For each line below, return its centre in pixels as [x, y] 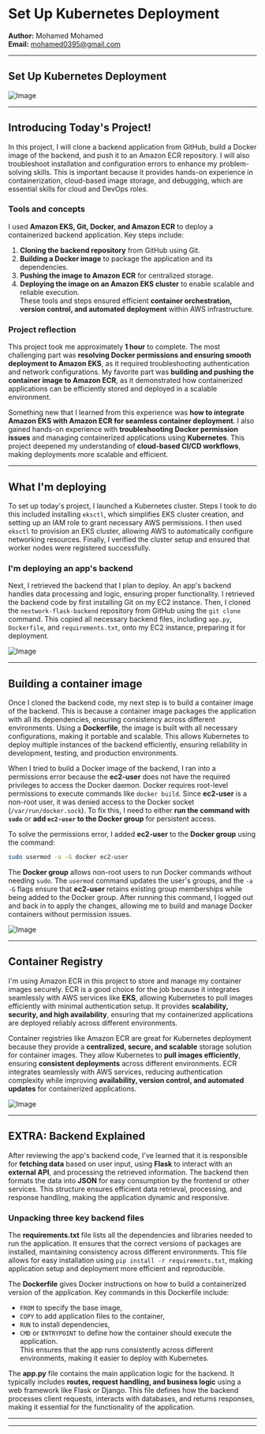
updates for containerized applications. [72, 1088]
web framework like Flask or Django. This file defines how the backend [123, 1390]
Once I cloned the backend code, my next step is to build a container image [131, 703]
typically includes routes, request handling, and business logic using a [125, 1382]
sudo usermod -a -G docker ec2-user [68, 857]
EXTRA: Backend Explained [77, 1136]
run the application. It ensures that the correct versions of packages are [125, 1243]
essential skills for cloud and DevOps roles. [78, 189]
